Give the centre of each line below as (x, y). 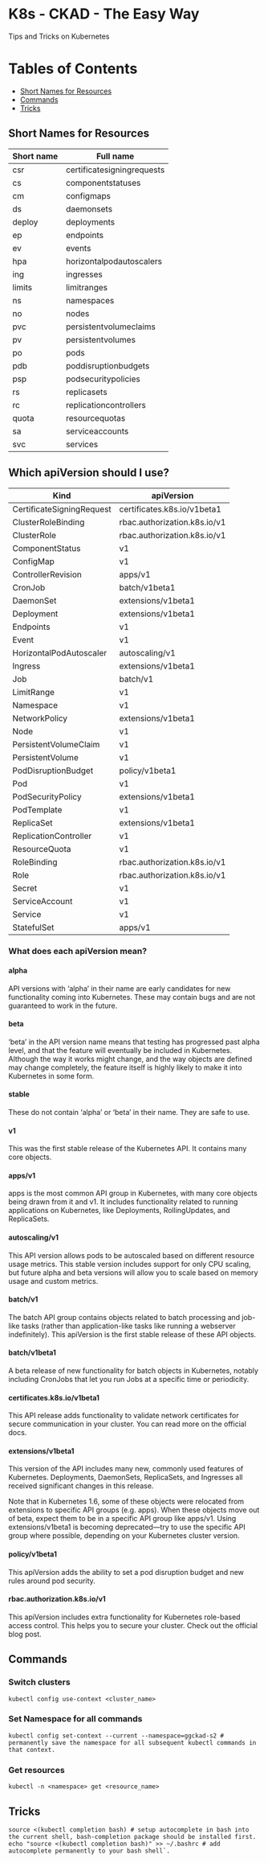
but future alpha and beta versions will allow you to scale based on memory (133, 1273)
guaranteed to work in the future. (63, 1006)
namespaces (90, 300)
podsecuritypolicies (103, 379)
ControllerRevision (47, 574)
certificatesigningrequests (115, 170)
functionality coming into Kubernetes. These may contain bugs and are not (132, 997)
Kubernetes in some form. (51, 1075)
